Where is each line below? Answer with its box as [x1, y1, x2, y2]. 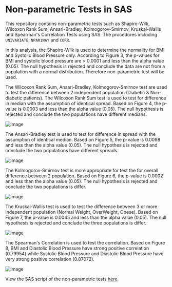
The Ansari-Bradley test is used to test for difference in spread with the [5, 131, 156, 137]
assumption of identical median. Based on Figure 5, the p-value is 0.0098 [5, 136, 161, 142]
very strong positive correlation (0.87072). [5, 256, 95, 262]
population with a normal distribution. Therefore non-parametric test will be [5, 68, 165, 75]
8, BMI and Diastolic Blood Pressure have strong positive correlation [5, 245, 149, 251]
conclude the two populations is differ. [5, 183, 86, 190]
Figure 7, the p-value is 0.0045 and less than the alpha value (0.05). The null [5, 214, 167, 220]
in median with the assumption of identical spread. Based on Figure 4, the [5, 100, 161, 106]
